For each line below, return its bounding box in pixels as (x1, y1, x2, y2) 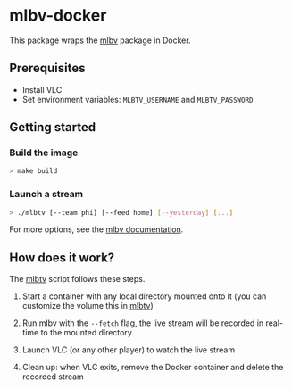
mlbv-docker (9, 5, 107, 26)
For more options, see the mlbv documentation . (9, 224, 184, 235)
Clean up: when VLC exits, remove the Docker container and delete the (21, 362, 284, 373)
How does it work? (9, 250, 115, 265)
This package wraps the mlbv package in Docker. (9, 35, 191, 46)
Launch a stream (9, 188, 83, 201)
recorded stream (21, 371, 85, 382)
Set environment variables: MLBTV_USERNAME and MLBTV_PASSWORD (21, 94, 254, 104)
